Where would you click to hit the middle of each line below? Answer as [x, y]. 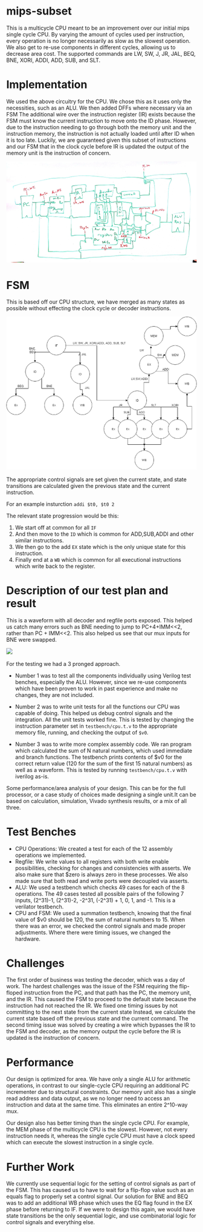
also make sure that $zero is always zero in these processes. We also [101, 874]
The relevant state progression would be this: [63, 516]
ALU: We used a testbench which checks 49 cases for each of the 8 [100, 887]
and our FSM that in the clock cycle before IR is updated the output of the [98, 146]
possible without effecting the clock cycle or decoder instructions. [89, 308]
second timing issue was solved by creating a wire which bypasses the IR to [101, 1025]
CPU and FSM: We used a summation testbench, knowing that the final [103, 913]
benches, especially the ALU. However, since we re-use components [101, 682]
